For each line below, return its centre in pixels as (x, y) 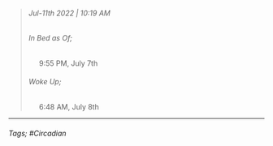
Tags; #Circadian (37, 133)
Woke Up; (45, 82)
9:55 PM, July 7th (69, 63)
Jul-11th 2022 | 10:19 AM (69, 13)
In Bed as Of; (50, 38)
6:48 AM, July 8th (69, 107)
